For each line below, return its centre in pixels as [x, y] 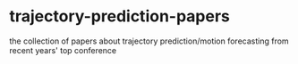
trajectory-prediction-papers [120, 16]
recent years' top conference [63, 50]
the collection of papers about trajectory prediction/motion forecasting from [149, 41]
